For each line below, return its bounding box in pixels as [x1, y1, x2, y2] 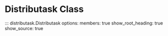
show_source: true [5, 25, 44, 31]
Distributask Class [5, 3, 84, 15]
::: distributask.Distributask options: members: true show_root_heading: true [5, 20, 163, 26]
